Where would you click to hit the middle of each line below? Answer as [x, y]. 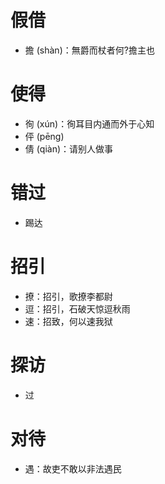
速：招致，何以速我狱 [68, 321]
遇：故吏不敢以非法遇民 [73, 468]
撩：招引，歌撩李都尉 [68, 296]
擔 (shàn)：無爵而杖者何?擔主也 [89, 50]
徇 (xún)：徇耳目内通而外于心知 [89, 123]
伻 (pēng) [44, 136]
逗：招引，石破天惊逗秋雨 [77, 308]
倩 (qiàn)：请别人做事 [69, 148]
